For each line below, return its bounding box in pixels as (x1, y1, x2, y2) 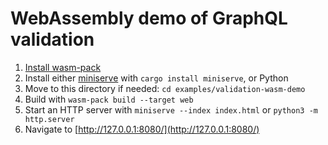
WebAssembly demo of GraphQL (10, 7, 288, 30)
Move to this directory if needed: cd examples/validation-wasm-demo (24, 82, 306, 94)
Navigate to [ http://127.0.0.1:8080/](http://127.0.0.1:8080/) (24, 123, 260, 135)
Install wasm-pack (24, 61, 102, 73)
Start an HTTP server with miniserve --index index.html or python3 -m (24, 103, 318, 116)
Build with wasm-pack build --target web (24, 93, 194, 105)
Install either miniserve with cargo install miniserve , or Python (24, 72, 289, 84)
